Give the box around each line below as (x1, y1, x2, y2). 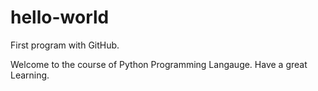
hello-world (10, 6, 110, 29)
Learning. (10, 69, 50, 81)
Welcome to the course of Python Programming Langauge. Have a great (10, 58, 308, 70)
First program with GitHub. (10, 39, 120, 51)
